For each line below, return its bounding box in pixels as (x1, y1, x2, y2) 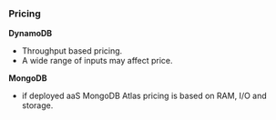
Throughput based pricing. (21, 45, 123, 56)
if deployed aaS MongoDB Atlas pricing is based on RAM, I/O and (21, 90, 268, 102)
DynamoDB (8, 28, 53, 39)
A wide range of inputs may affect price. (21, 55, 174, 66)
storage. (21, 100, 54, 111)
